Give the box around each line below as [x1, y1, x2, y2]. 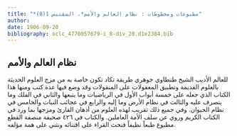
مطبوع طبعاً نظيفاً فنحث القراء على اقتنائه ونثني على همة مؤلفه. [7, 120, 177, 129]
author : [7, 17, 31, 24]
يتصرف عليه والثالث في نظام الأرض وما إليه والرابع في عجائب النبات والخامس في [7, 98, 222, 106]
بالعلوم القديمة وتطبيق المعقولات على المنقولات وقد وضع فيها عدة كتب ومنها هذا [7, 83, 219, 91]
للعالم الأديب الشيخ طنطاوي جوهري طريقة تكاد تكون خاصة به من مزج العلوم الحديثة [7, 75, 228, 84]
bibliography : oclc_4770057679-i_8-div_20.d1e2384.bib [7, 30, 174, 38]
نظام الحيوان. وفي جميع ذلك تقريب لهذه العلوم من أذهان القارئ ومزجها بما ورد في [7, 106, 224, 114]
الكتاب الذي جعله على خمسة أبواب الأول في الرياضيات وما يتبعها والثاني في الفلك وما [7, 90, 231, 99]
